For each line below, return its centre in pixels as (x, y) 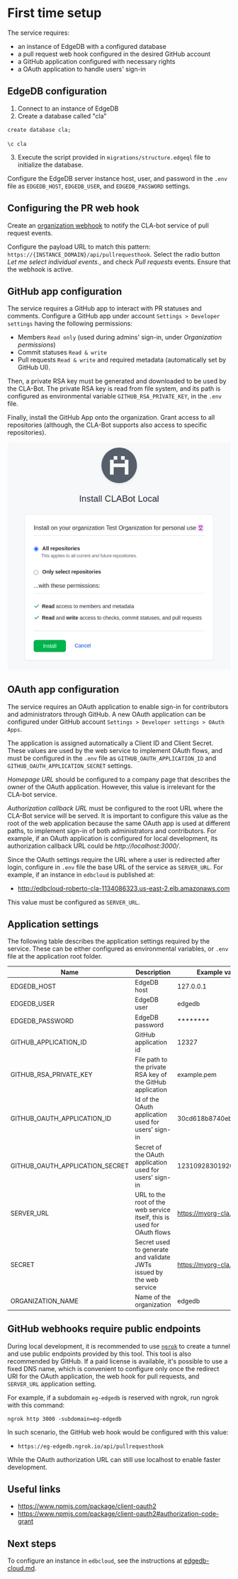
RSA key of (151, 1075)
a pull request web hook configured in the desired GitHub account (114, 54)
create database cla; (39, 130)
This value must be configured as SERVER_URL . (74, 902)
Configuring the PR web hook (73, 208)
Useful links (34, 1489)
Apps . (15, 729)
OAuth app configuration (63, 690)
